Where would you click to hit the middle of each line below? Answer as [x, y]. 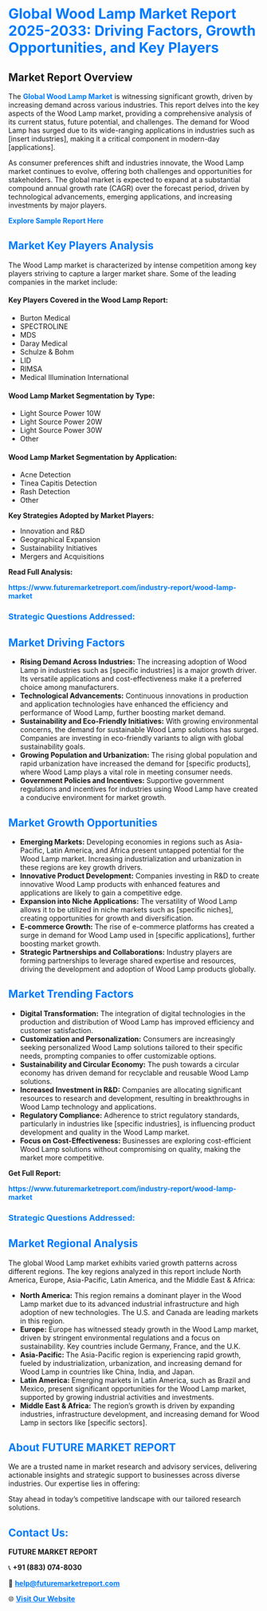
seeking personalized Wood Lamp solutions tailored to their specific [131, 1047]
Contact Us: [39, 1532]
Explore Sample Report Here [56, 221]
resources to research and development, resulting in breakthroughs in [134, 1098]
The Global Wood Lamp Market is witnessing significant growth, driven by [131, 96]
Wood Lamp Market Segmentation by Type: [82, 395]
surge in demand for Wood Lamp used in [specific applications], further [137, 935]
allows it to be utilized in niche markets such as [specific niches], [126, 909]
